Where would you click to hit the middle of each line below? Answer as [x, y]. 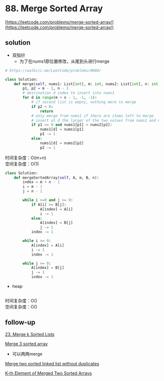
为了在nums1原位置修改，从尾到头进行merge [64, 61]
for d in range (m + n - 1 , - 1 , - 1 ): [60, 98]
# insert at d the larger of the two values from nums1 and [93, 120]
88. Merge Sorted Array [54, 9]
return [47, 111]
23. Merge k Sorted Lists [30, 334]
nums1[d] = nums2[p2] [62, 143]
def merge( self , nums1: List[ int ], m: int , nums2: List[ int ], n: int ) [87, 84]
